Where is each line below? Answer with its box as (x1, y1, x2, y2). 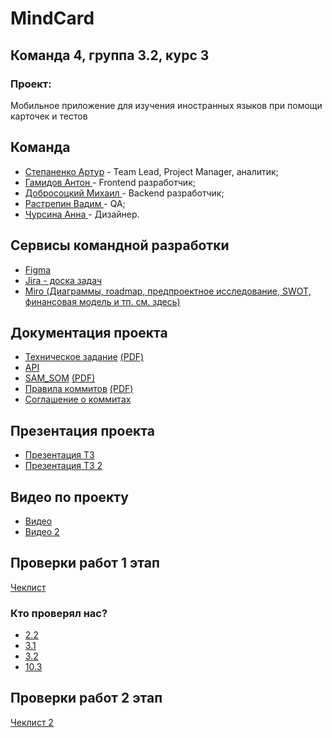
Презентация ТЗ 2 (24, 460, 103, 472)
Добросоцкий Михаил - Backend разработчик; (24, 187, 225, 199)
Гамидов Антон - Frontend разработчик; (24, 176, 196, 188)
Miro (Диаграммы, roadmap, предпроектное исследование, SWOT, (24, 285, 312, 297)
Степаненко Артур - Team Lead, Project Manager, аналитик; (24, 165, 279, 177)
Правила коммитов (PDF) (24, 383, 134, 395)
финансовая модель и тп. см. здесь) (24, 295, 181, 307)
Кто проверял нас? (10, 606, 108, 620)
